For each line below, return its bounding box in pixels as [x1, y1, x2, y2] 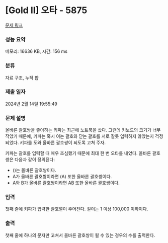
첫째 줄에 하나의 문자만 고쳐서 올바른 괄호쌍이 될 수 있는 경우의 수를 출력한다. [5, 232, 155, 238]
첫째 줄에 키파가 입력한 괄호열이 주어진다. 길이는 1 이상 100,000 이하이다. [5, 206, 148, 212]
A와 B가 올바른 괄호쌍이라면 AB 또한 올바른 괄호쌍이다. [12, 180, 120, 186]
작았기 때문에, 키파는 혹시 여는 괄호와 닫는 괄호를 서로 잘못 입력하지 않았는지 [5, 133, 154, 139]
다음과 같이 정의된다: [14, 156, 55, 163]
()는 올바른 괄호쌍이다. [12, 167, 56, 174]
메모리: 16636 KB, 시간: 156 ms [5, 48, 68, 54]
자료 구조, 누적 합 [5, 74, 39, 80]
